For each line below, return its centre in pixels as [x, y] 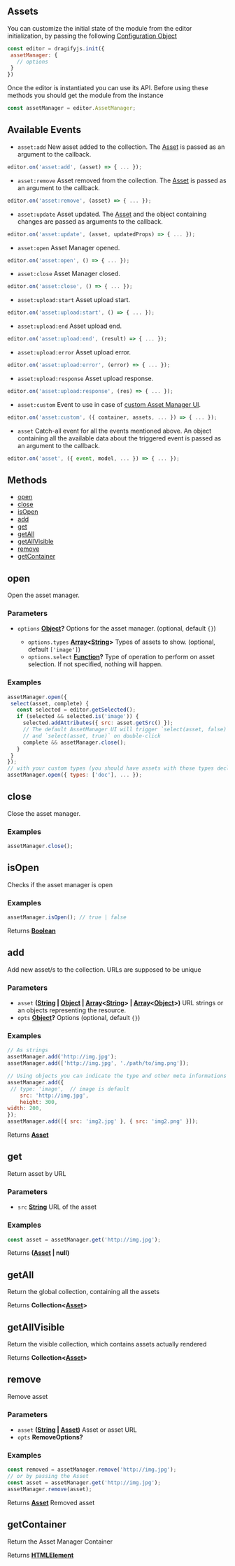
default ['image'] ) [54, 649]
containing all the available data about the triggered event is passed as [119, 438]
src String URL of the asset [57, 1207]
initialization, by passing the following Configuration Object [92, 36]
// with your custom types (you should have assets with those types [111, 768]
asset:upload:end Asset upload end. [70, 326]
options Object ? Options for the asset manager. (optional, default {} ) [117, 628]
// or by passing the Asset [48, 1477]
